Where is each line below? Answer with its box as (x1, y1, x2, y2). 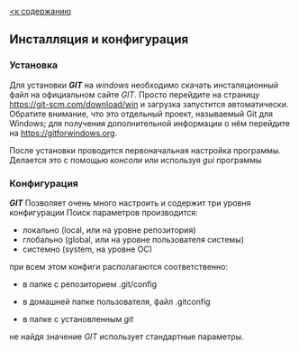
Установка (9, 59, 59, 71)
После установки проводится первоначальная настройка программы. (9, 144, 282, 155)
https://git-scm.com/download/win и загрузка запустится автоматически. (9, 98, 289, 109)
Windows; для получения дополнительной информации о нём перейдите (9, 117, 291, 128)
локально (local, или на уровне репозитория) (22, 224, 196, 236)
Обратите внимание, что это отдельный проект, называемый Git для (9, 108, 273, 119)
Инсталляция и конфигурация (9, 32, 189, 47)
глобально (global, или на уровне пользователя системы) (22, 234, 245, 245)
